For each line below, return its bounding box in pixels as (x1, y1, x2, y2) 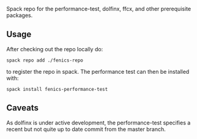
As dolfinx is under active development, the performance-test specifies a (6, 119, 191, 126)
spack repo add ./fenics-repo (6, 57, 84, 63)
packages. (6, 12, 33, 19)
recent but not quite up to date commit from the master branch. (6, 125, 166, 133)
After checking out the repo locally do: (6, 45, 103, 52)
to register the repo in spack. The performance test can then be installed (6, 68, 190, 75)
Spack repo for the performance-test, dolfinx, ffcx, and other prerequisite (6, 5, 191, 12)
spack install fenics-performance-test (6, 86, 108, 92)
